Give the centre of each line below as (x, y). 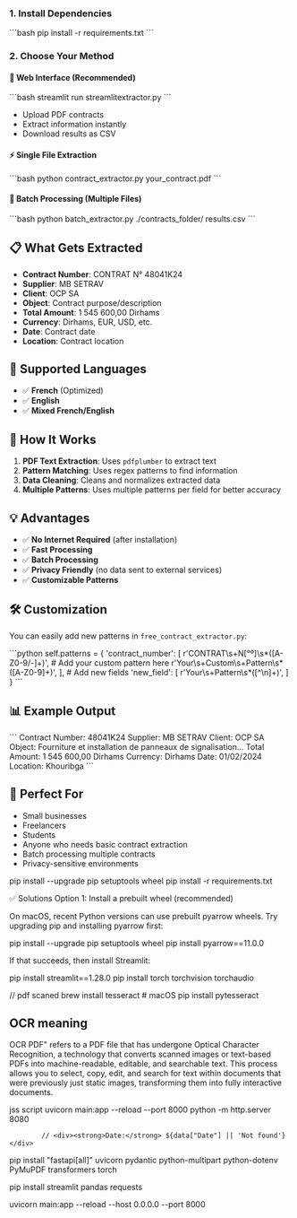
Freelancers (44, 825)
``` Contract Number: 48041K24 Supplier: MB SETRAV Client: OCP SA (137, 737)
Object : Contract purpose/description (92, 302)
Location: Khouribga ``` (51, 766)
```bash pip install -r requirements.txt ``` (81, 33)
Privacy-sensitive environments (80, 863)
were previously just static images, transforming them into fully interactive (145, 1083)
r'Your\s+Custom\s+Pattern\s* (227, 663)
